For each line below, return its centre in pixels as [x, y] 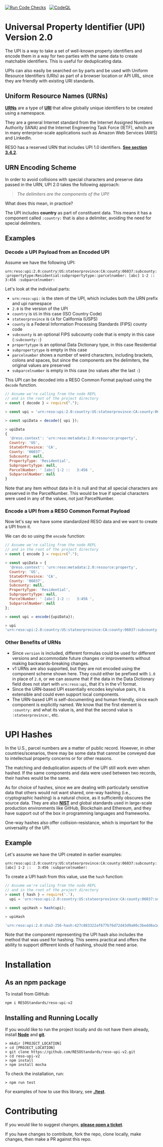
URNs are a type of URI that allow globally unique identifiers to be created [79, 108]
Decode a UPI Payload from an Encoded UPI [57, 252]
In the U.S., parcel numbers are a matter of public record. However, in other [80, 748]
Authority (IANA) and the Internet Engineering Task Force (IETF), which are [80, 127]
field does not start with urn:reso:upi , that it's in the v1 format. [74, 684]
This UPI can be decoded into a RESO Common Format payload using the [78, 380]
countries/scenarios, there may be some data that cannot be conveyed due [80, 753]
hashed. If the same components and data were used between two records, [81, 773]
